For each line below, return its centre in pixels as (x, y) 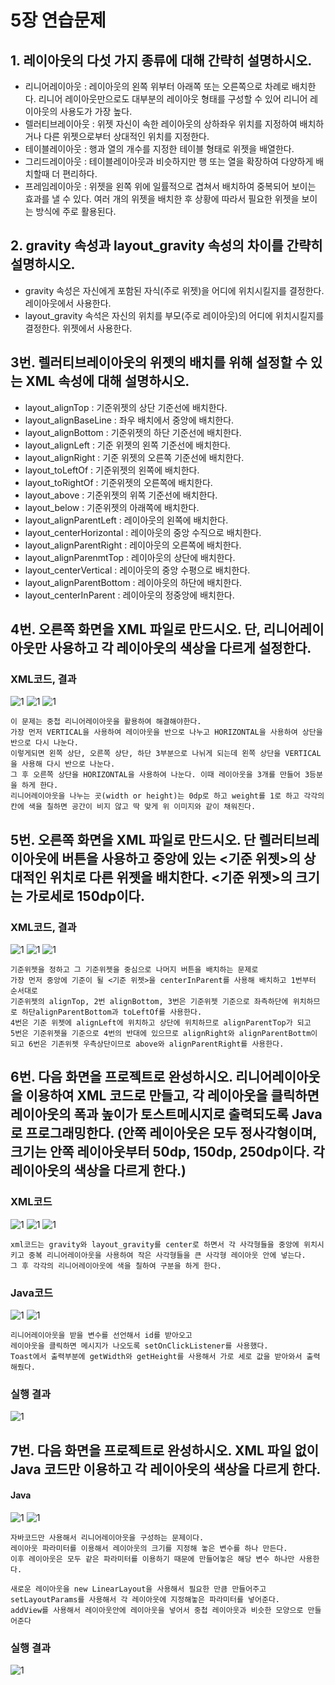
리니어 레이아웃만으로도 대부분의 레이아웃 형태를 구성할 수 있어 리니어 (173, 99)
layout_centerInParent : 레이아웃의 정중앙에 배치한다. (129, 595)
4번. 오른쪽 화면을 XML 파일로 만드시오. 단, (135, 629)
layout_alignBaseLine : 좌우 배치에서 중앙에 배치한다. (129, 420)
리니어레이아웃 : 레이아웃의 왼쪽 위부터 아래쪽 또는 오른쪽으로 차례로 (157, 86)
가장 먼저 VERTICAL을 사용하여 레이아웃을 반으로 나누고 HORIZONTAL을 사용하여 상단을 (166, 732)
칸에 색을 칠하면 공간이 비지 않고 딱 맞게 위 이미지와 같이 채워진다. (133, 807)
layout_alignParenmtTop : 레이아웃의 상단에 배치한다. (130, 557)
